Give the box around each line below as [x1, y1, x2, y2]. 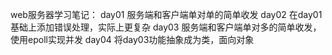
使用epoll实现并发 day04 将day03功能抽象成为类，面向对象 [10, 34, 255, 45]
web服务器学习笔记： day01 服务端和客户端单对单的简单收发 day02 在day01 [10, 9, 323, 20]
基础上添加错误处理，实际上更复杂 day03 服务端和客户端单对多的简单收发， [10, 21, 322, 33]
